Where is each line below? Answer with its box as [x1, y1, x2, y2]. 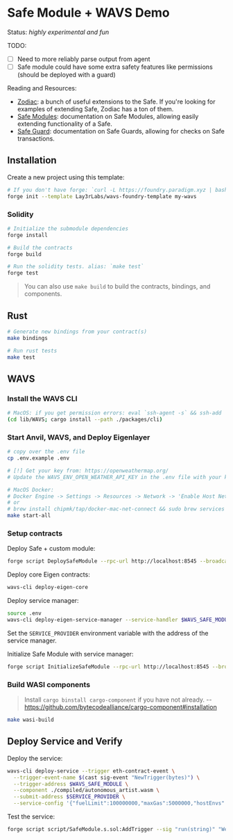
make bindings [7, 334, 49, 341]
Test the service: [7, 812, 55, 821]
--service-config [13, 800, 64, 807]
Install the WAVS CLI [7, 394, 78, 403]
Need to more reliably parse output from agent [17, 54, 150, 63]
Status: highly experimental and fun [7, 28, 110, 36]
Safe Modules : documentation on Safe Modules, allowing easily [17, 113, 199, 121]
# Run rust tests [7, 347, 58, 354]
